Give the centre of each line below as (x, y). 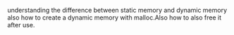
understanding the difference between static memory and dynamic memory (117, 10)
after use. (21, 25)
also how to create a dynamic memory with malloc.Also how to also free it (115, 17)
